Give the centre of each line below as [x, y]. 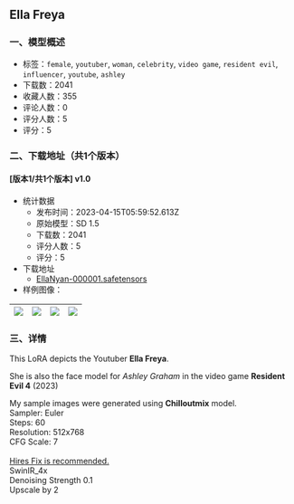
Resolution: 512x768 [47, 433]
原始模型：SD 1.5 [67, 223]
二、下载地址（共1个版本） [67, 156]
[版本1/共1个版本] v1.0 [50, 179]
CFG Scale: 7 [34, 442]
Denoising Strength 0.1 [51, 480]
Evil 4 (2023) [34, 386]
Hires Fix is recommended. [60, 461]
